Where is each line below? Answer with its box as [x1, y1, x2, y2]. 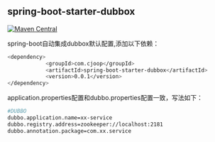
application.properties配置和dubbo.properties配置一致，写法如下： [7, 94, 204, 102]
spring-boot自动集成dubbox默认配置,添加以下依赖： [7, 39, 160, 48]
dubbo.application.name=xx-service [7, 114, 113, 121]
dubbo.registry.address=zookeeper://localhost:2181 [7, 121, 163, 128]
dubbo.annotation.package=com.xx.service [7, 127, 132, 134]
